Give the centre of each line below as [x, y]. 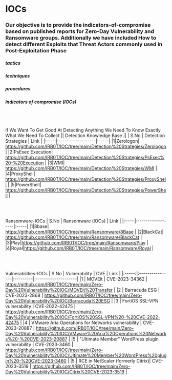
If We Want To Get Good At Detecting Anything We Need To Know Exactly [83, 130]
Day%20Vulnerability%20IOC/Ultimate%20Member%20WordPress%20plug [86, 355]
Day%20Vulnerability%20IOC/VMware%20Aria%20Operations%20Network [86, 334]
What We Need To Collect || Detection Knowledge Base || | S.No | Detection [85, 136]
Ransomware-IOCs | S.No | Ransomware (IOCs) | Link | [63, 221]
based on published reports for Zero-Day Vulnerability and [80, 31]
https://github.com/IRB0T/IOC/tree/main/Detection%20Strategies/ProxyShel [86, 179]
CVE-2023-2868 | [24, 295]
